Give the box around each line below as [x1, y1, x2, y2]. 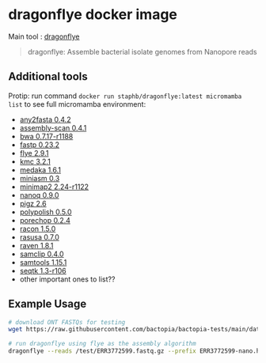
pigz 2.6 [19, 199, 47, 208]
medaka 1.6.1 [19, 164, 62, 175]
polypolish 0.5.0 [19, 207, 73, 217]
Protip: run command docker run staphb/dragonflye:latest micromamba [8, 91, 242, 100]
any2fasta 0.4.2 [19, 115, 71, 124]
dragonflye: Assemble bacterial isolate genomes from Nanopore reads [27, 47, 257, 56]
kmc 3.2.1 [19, 157, 51, 166]
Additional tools [8, 70, 89, 84]
